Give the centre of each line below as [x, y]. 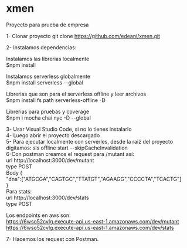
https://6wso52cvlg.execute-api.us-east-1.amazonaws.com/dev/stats [90, 227]
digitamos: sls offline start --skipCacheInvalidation [67, 148]
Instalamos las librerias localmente [48, 59]
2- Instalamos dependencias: [41, 47]
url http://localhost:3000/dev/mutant [50, 160]
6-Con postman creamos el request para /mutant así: [70, 154]
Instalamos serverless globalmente [48, 76]
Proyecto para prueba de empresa [47, 25]
